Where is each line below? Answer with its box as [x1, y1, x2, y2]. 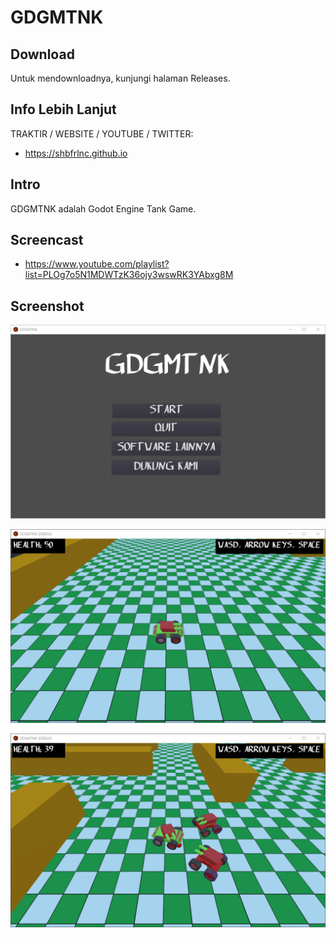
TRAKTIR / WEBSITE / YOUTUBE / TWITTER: [10, 127, 194, 140]
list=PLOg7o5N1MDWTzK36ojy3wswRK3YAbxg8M [24, 269, 234, 281]
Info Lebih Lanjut [10, 101, 117, 118]
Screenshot [10, 297, 85, 315]
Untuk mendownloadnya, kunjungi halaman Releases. [10, 72, 231, 84]
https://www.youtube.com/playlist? [24, 258, 170, 270]
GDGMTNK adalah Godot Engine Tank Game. [10, 202, 197, 215]
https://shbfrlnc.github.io [24, 147, 128, 159]
